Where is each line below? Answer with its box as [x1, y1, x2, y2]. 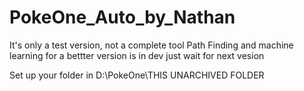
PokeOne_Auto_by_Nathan [9, 6, 236, 29]
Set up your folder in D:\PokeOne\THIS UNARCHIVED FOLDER [9, 69, 265, 81]
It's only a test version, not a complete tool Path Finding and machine [9, 39, 294, 51]
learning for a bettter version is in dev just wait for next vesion [9, 49, 265, 61]
